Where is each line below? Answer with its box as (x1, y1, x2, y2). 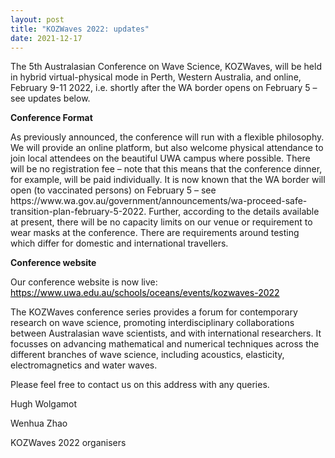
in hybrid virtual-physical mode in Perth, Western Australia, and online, (10, 71, 302, 83)
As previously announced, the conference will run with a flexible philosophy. (10, 131, 325, 143)
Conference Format (10, 112, 93, 124)
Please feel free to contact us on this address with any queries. (10, 379, 270, 391)
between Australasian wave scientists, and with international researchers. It (10, 327, 322, 340)
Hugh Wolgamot (10, 398, 78, 410)
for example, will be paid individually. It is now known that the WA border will (10, 174, 326, 186)
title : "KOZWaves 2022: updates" (10, 24, 150, 34)
